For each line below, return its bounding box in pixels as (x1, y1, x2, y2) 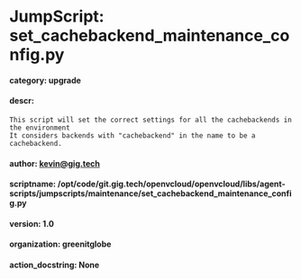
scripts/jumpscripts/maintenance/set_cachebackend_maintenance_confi (9, 188, 292, 199)
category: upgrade (9, 75, 81, 85)
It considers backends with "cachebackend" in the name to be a (9, 130, 256, 140)
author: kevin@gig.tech (9, 157, 101, 168)
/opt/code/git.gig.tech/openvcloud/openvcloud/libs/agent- (57, 178, 286, 190)
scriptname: (9, 178, 57, 190)
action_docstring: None (9, 259, 100, 270)
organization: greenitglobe (9, 238, 112, 249)
